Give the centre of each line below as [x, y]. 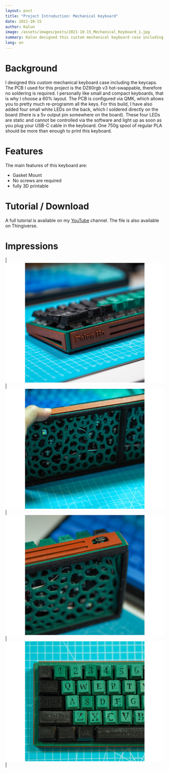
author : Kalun [20, 27]
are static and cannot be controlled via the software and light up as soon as [83, 120]
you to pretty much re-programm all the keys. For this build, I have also [79, 104]
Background [31, 69]
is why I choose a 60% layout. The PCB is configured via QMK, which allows [84, 98]
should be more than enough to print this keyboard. [59, 131]
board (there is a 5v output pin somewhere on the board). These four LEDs [83, 114]
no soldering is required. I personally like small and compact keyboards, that [84, 93]
